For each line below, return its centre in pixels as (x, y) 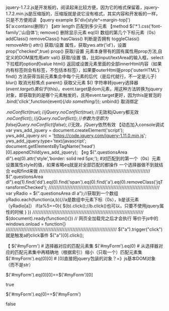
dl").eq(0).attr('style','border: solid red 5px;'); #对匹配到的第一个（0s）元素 (83, 159)
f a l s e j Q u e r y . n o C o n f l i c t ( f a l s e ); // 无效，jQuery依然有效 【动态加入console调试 (85, 125)
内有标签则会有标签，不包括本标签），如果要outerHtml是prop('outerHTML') (83, 70)
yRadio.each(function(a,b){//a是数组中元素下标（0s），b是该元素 (72, 199)
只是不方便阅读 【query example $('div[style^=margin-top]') (68, 20)
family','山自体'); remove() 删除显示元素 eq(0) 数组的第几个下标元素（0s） (82, 32)
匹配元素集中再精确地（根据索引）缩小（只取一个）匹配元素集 (78, 252)
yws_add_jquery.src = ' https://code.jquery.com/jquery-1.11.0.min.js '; (76, 135)
